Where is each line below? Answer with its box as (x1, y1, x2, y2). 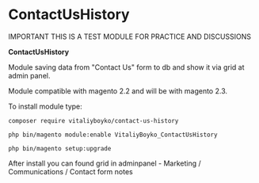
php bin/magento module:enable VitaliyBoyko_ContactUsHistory (8, 131, 218, 139)
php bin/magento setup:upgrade (8, 144, 112, 152)
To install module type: (8, 101, 83, 111)
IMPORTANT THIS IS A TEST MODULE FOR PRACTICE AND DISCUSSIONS (8, 32, 252, 41)
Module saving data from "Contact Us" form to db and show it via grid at (8, 62, 245, 72)
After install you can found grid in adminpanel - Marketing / (8, 158, 201, 168)
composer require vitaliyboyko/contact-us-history (8, 116, 179, 124)
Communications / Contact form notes (8, 166, 133, 176)
